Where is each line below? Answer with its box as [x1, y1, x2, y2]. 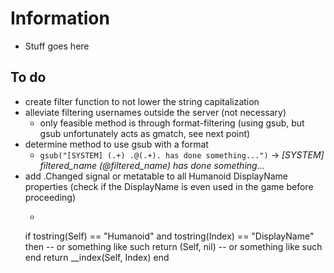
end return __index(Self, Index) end [24, 251, 170, 263]
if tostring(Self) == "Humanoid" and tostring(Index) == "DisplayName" [24, 230, 315, 242]
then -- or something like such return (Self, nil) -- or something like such [24, 240, 323, 252]
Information [10, 7, 110, 30]
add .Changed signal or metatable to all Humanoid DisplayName [24, 170, 288, 182]
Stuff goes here [24, 40, 90, 52]
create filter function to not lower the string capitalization [24, 95, 260, 107]
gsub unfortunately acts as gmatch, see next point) [39, 127, 251, 139]
